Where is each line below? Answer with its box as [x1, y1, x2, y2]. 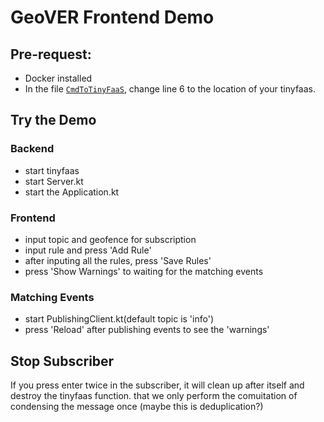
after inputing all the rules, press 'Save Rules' [24, 254, 212, 266]
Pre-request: [10, 46, 92, 63]
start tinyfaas [24, 164, 80, 176]
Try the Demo [10, 112, 97, 129]
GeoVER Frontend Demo [10, 6, 215, 29]
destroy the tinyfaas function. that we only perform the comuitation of [10, 390, 298, 402]
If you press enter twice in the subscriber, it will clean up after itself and [10, 379, 305, 391]
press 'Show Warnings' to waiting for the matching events [24, 265, 264, 277]
